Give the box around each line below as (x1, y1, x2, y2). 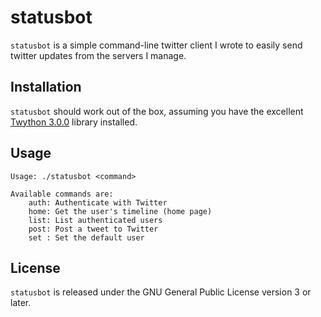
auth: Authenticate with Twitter (28, 197, 168, 208)
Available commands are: (10, 189, 114, 199)
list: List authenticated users (28, 215, 163, 225)
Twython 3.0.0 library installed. (10, 116, 138, 128)
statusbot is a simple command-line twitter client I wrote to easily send (10, 39, 303, 51)
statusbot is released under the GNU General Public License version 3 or (10, 286, 312, 298)
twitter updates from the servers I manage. (10, 49, 187, 61)
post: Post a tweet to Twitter (28, 224, 159, 234)
